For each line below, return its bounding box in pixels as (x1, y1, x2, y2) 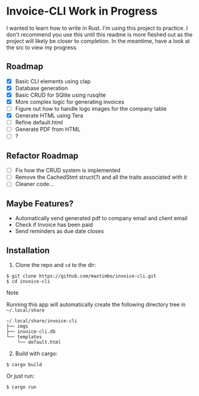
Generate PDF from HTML (15, 126, 81, 133)
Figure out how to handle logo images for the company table (15, 105, 167, 112)
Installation (6, 245, 50, 255)
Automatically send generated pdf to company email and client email (15, 215, 187, 222)
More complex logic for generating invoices (15, 98, 125, 105)
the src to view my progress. (6, 44, 78, 51)
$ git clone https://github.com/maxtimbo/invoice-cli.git (6, 273, 156, 279)
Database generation (15, 84, 68, 92)
